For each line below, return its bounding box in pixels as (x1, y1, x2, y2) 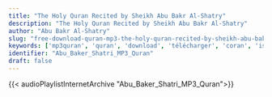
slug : (8, 34, 27, 43)
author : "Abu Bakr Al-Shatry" (8, 27, 111, 35)
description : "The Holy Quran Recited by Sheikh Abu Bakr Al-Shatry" (8, 19, 249, 27)
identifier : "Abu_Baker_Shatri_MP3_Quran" (8, 49, 154, 57)
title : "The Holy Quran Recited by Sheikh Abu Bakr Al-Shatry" (8, 11, 227, 20)
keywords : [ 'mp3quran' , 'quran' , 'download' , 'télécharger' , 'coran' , (8, 42, 252, 50)
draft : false (8, 57, 53, 65)
